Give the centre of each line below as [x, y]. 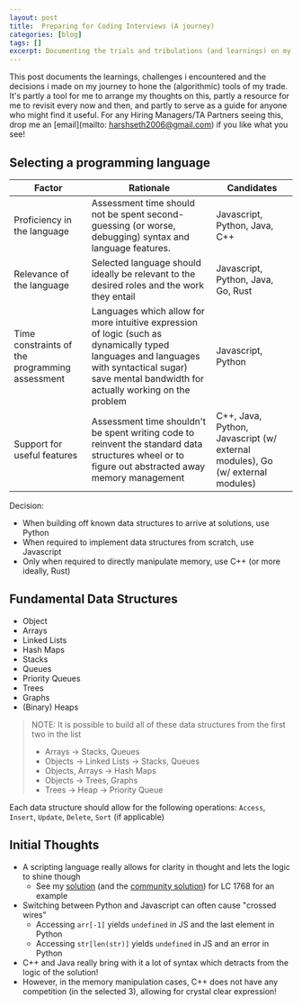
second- [165, 214]
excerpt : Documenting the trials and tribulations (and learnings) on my [151, 51]
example [52, 895]
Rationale [150, 187]
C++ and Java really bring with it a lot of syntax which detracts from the [155, 962]
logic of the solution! [60, 972]
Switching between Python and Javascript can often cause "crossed [149, 905]
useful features [46, 455]
